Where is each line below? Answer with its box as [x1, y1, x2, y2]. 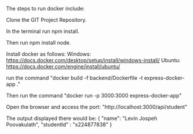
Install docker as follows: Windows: [6, 51, 92, 58]
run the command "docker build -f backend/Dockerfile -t [6, 75, 143, 81]
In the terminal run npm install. [6, 28, 80, 35]
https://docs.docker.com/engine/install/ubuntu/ [6, 63, 120, 70]
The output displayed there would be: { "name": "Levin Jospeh [6, 115, 157, 122]
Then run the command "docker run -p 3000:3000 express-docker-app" [6, 92, 182, 99]
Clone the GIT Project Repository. [6, 16, 87, 23]
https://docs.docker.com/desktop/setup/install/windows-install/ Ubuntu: [6, 57, 181, 63]
